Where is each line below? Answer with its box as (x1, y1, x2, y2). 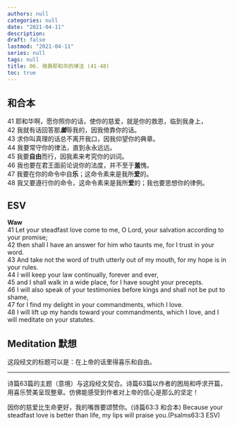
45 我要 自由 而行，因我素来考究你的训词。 (7, 152, 128, 161)
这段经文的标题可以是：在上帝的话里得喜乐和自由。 (7, 357, 156, 366)
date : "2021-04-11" (7, 23, 65, 30)
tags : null (7, 56, 39, 63)
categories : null (7, 17, 59, 24)
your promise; (7, 233, 48, 242)
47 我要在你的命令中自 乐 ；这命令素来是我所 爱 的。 (7, 170, 153, 178)
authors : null (7, 10, 49, 18)
